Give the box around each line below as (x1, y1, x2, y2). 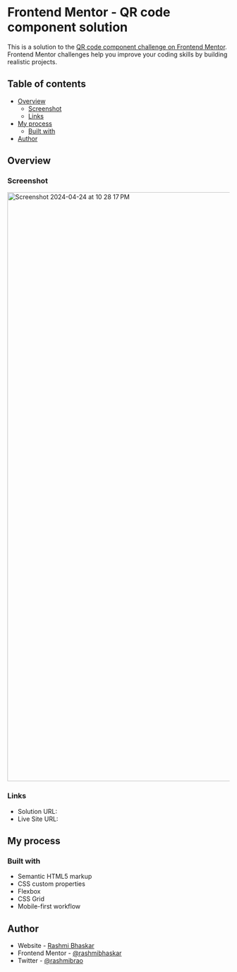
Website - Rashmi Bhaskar (17, 942, 95, 950)
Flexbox (17, 887, 41, 896)
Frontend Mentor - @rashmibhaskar (17, 949, 122, 957)
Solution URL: (17, 807, 58, 815)
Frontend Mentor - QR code (7, 4, 171, 20)
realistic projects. (7, 57, 58, 66)
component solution (7, 19, 128, 35)
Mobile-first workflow (17, 902, 81, 911)
